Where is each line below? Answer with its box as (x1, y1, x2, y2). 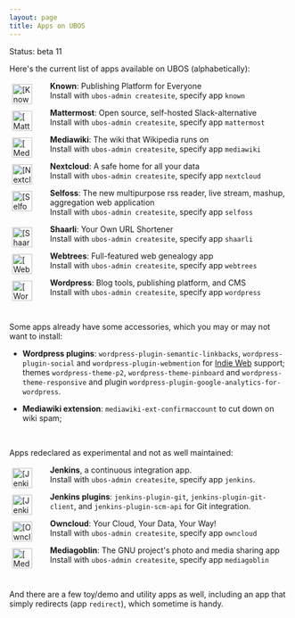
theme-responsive (21, 378, 87, 387)
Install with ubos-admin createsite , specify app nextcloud (50, 170, 261, 181)
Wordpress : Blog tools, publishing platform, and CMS (50, 277, 247, 288)
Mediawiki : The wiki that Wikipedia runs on (50, 134, 209, 144)
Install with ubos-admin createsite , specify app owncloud (50, 527, 258, 538)
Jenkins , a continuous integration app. (50, 465, 193, 475)
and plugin (88, 376, 127, 387)
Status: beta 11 (9, 45, 62, 56)
